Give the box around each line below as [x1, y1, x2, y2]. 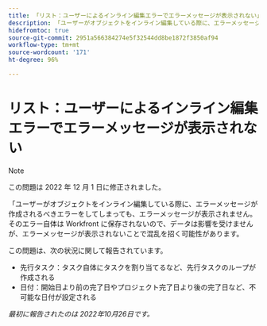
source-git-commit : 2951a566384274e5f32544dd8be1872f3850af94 [8, 33, 219, 42]
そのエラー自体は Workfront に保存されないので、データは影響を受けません [8, 219, 254, 228]
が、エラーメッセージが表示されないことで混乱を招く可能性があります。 [8, 228, 244, 238]
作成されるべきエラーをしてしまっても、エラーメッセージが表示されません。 [8, 209, 257, 218]
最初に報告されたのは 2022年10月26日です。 [8, 309, 154, 318]
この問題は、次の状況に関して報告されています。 [8, 245, 168, 255]
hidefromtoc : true [8, 26, 69, 34]
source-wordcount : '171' [8, 48, 91, 56]
